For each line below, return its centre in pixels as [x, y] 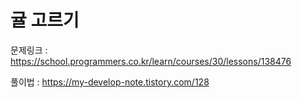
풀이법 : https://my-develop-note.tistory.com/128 [110, 82]
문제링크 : [29, 50]
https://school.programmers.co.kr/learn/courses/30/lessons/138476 [151, 61]
